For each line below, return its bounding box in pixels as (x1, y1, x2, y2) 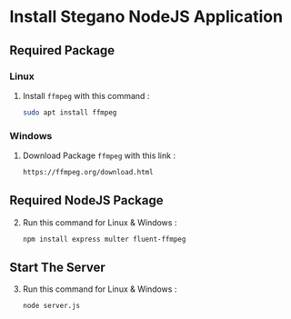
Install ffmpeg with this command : (22, 90, 150, 101)
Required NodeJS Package (9, 193, 164, 208)
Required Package (9, 43, 115, 58)
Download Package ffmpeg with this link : (22, 150, 176, 161)
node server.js (22, 302, 81, 311)
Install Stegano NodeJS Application (9, 6, 284, 27)
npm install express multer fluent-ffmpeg (22, 234, 186, 244)
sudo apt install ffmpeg (22, 107, 117, 117)
